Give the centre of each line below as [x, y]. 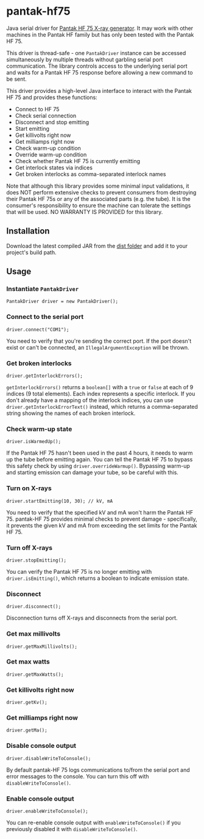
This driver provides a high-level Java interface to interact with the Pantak [99, 90]
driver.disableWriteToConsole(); [49, 758]
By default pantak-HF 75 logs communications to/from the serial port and [98, 770]
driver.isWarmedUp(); [34, 442]
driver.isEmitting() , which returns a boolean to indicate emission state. [98, 578]
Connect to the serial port [45, 317]
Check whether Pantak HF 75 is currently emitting [78, 161]
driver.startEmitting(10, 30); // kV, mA [60, 501]
